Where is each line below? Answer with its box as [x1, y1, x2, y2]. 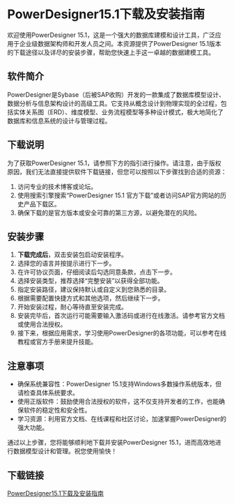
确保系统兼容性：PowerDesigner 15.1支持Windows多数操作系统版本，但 [17, 380, 222, 388]
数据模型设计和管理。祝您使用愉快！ [13, 447, 117, 455]
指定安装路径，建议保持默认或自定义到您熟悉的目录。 [17, 285, 171, 293]
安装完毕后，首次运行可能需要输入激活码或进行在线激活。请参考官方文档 [17, 312, 225, 320]
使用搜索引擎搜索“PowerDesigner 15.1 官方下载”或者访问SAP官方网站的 [17, 191, 221, 199]
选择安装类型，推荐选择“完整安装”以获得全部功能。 [17, 277, 164, 285]
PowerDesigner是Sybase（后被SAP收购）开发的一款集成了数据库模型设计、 [7, 90, 225, 98]
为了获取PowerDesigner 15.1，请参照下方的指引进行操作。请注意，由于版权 [7, 158, 221, 167]
